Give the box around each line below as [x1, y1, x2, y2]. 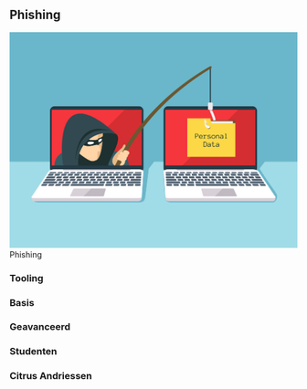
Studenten [9, 345, 58, 358]
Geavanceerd [9, 321, 71, 333]
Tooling [9, 271, 44, 284]
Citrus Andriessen [9, 370, 93, 383]
